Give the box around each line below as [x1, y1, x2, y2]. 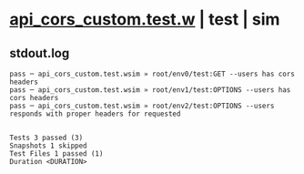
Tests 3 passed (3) [9, 133, 84, 142]
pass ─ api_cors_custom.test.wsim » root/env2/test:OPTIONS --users [9, 101, 275, 110]
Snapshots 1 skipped [9, 141, 88, 150]
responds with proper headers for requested [9, 109, 181, 118]
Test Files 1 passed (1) [9, 149, 104, 159]
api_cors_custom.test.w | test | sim [9, 9, 280, 30]
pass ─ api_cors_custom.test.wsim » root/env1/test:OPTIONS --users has [9, 86, 291, 95]
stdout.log [9, 46, 70, 61]
